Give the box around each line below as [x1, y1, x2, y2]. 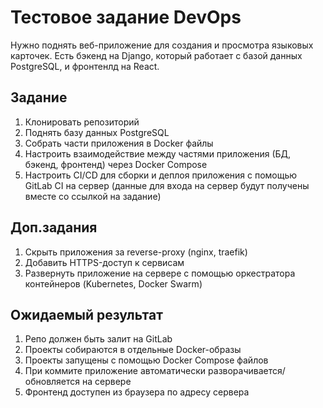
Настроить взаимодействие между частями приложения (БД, [24, 147, 292, 160]
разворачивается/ [208, 365, 286, 377]
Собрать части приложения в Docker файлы [24, 137, 214, 149]
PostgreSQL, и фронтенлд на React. [10, 60, 160, 72]
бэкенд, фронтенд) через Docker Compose [24, 158, 208, 170]
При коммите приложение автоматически [24, 365, 207, 377]
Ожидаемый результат [10, 306, 163, 323]
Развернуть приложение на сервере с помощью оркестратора [24, 267, 296, 279]
